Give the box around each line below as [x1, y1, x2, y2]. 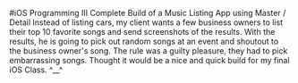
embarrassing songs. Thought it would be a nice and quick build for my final [9, 55, 290, 65]
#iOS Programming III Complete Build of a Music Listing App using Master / [9, 8, 286, 18]
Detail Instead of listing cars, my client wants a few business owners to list [9, 17, 284, 28]
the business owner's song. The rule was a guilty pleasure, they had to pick [9, 46, 288, 56]
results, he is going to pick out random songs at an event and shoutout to [9, 36, 279, 46]
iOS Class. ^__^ [9, 64, 64, 75]
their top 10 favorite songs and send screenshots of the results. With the [9, 27, 276, 37]
